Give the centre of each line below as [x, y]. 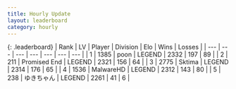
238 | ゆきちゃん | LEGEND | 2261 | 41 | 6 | [69, 78]
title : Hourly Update [39, 14]
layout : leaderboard [38, 20]
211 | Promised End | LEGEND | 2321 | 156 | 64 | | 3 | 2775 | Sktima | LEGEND [118, 62]
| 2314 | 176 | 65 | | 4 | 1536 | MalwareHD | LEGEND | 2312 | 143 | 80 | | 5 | [114, 70]
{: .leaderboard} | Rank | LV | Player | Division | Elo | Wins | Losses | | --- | [114, 47]
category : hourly [33, 27]
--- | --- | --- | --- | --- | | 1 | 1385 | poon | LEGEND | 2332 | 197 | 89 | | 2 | [122, 54]
